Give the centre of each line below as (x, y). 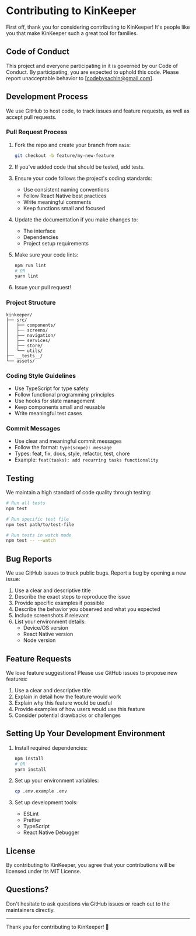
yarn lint (27, 276)
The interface (39, 231)
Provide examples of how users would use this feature (80, 709)
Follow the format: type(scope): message (63, 447)
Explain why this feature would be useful (63, 703)
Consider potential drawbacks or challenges (68, 715)
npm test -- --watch (31, 541)
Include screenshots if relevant (52, 616)
